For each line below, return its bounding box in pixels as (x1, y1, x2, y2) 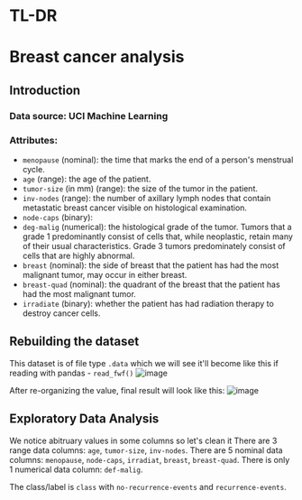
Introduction (9, 82, 81, 97)
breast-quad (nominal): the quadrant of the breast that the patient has (22, 279, 281, 290)
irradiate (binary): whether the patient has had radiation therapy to (22, 298, 275, 309)
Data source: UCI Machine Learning (9, 109, 169, 122)
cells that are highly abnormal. (22, 250, 135, 261)
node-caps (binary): (22, 211, 93, 222)
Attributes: (9, 134, 59, 146)
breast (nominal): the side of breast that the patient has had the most (22, 259, 279, 271)
